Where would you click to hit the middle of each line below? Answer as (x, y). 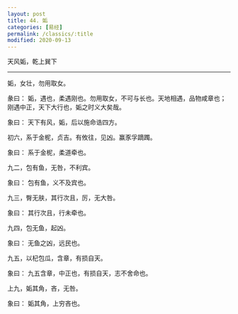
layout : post (27, 14)
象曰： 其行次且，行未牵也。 (49, 213)
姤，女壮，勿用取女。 (38, 83)
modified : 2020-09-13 (39, 40)
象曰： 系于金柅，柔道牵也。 (49, 153)
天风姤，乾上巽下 (32, 62)
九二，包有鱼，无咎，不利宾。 (51, 168)
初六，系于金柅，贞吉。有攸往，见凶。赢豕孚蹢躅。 (82, 137)
